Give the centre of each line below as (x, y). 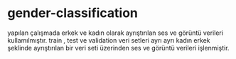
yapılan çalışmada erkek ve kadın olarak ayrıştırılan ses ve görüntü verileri (116, 33)
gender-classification (73, 13)
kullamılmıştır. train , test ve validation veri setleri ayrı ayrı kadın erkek (109, 40)
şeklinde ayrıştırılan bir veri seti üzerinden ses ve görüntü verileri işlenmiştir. (118, 48)
